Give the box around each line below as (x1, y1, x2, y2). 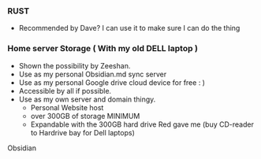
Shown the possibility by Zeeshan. (18, 61, 131, 70)
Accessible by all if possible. (18, 86, 112, 95)
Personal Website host (30, 102, 104, 112)
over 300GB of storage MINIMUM (30, 111, 140, 120)
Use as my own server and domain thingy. (18, 94, 156, 104)
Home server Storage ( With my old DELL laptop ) (7, 43, 199, 54)
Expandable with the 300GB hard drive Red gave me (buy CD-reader (30, 120, 254, 129)
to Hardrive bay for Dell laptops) (30, 128, 135, 137)
